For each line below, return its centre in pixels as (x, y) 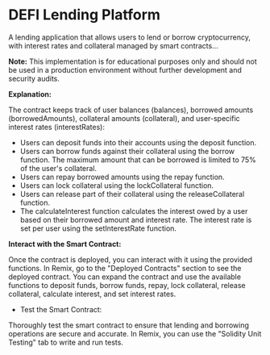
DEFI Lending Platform (85, 15)
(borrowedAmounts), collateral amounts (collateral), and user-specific (124, 118)
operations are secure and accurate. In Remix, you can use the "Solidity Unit (135, 333)
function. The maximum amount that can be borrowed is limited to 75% (138, 160)
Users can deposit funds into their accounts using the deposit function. (138, 142)
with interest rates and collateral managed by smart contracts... (114, 45)
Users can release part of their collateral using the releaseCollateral (132, 194)
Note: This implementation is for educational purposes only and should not (133, 61)
